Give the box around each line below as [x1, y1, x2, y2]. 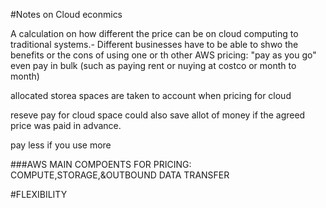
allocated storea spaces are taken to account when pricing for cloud [10, 90, 292, 101]
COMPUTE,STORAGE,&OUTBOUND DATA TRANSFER [10, 169, 230, 181]
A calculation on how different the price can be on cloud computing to [10, 28, 299, 39]
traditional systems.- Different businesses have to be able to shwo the [10, 39, 299, 50]
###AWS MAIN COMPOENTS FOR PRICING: [10, 159, 192, 170]
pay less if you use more [10, 139, 112, 151]
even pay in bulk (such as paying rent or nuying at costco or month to [10, 60, 297, 71]
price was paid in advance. [10, 120, 122, 131]
